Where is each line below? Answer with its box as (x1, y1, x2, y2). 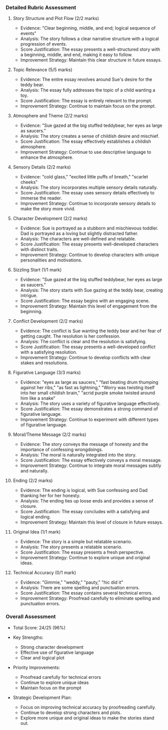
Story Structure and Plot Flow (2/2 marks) (12, 16, 99, 22)
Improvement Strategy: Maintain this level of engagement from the (20, 303, 157, 309)
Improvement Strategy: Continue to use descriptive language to (20, 149, 151, 155)
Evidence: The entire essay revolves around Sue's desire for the (20, 77, 152, 83)
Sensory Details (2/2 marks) (12, 164, 71, 170)
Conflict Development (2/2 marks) (12, 318, 83, 324)
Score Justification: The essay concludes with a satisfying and (20, 509, 149, 515)
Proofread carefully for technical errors (20, 674, 101, 680)
